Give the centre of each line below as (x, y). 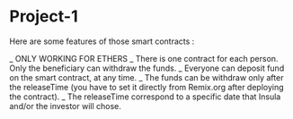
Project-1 (44, 17)
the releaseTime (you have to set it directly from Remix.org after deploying (147, 87)
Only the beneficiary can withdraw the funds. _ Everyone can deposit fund (147, 68)
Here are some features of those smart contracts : (102, 41)
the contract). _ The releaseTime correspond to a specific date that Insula (145, 97)
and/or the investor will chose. (65, 106)
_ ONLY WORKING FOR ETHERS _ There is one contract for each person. (144, 58)
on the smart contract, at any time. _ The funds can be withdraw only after (146, 77)
